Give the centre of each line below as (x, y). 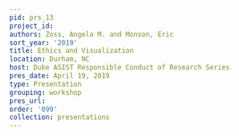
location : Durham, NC (50, 59)
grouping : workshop (46, 92)
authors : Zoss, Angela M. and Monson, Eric (92, 34)
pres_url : (28, 101)
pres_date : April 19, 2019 (60, 76)
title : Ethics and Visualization (72, 51)
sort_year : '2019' (43, 42)
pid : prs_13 (31, 17)
